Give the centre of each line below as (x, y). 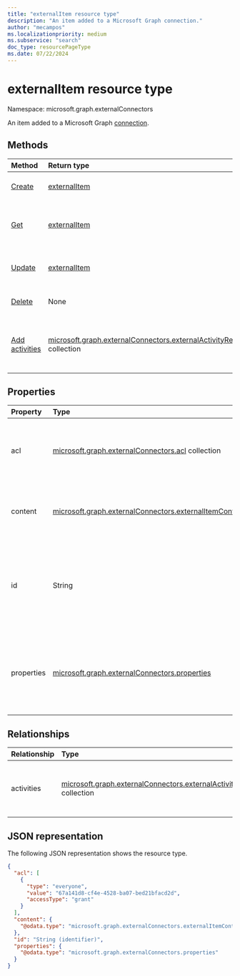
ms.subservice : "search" (44, 41)
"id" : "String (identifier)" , (59, 940)
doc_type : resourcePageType (49, 47)
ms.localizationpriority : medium (57, 34)
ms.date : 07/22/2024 (38, 54)
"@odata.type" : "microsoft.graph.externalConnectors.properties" (120, 953)
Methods (28, 145)
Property (26, 412)
